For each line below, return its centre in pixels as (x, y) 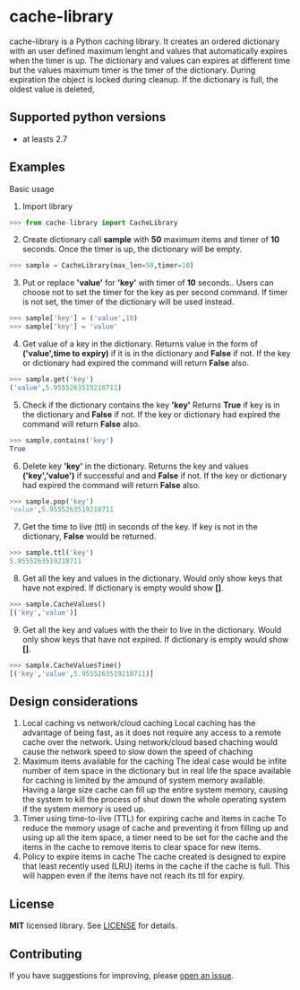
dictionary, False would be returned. (89, 537)
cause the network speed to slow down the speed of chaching (137, 752)
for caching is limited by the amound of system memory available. (144, 780)
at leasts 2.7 (45, 139)
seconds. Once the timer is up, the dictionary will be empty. (132, 250)
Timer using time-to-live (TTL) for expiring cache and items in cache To (154, 819)
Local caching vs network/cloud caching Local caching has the (139, 723)
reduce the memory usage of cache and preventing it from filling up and (155, 828)
